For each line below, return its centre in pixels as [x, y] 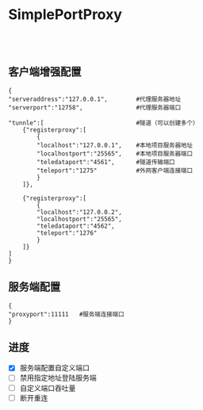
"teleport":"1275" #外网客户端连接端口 [115, 171]
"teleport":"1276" [67, 233]
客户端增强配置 [45, 72]
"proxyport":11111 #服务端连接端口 [66, 314]
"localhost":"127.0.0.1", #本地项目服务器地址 [115, 145]
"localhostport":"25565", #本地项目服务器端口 [115, 153]
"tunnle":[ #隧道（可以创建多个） [103, 123]
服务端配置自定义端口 [54, 368]
